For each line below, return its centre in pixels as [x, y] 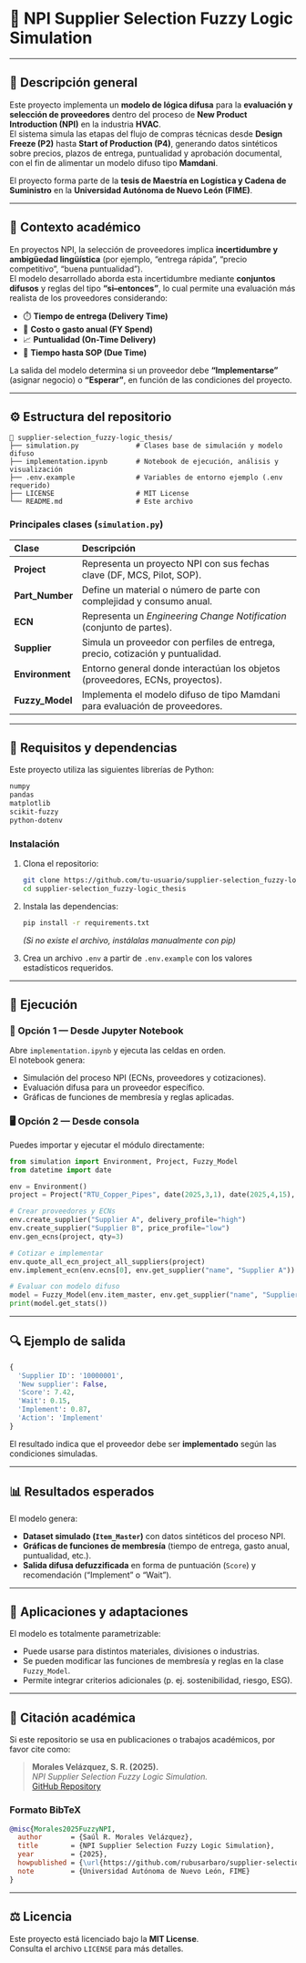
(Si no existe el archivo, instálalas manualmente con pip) [129, 940]
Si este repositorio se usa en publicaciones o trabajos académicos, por [143, 1740]
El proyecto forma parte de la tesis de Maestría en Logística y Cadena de [148, 180]
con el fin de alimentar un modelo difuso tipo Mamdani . [114, 162]
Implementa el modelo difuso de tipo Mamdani [181, 694]
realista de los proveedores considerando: [89, 298]
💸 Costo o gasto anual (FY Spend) [87, 329]
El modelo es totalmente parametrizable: [85, 1634]
